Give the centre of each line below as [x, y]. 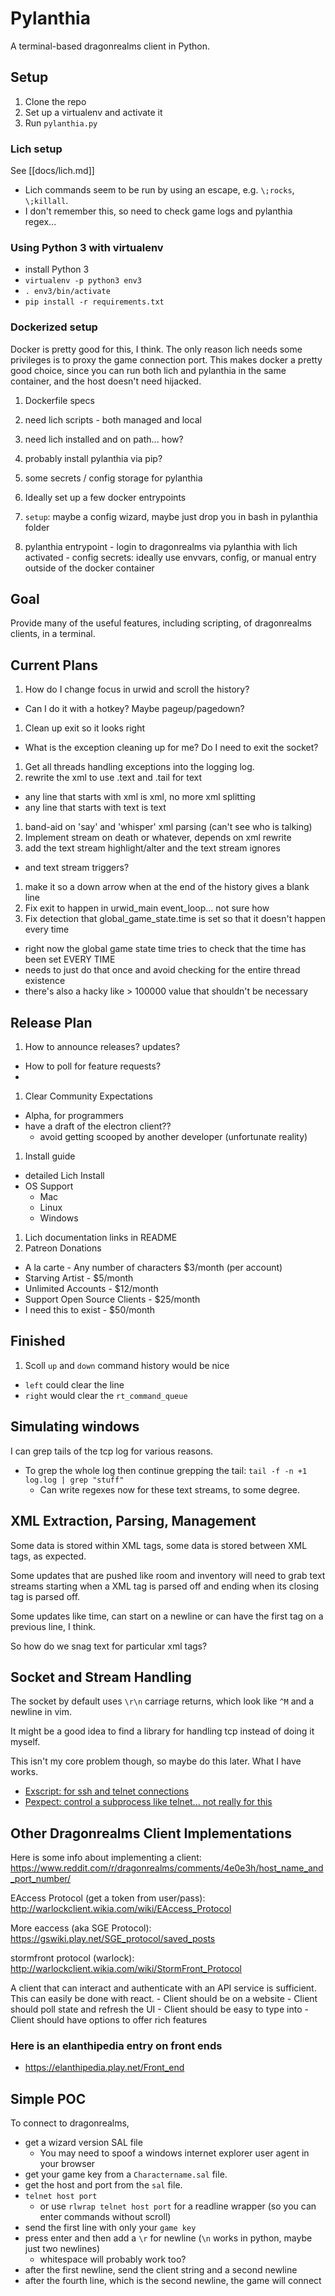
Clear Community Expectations [88, 1096]
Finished [38, 1341]
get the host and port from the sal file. [103, 2185]
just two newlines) [62, 2249]
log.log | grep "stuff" [74, 1480]
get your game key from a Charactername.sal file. [126, 2174]
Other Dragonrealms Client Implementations [151, 1833]
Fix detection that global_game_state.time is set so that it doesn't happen [175, 919]
